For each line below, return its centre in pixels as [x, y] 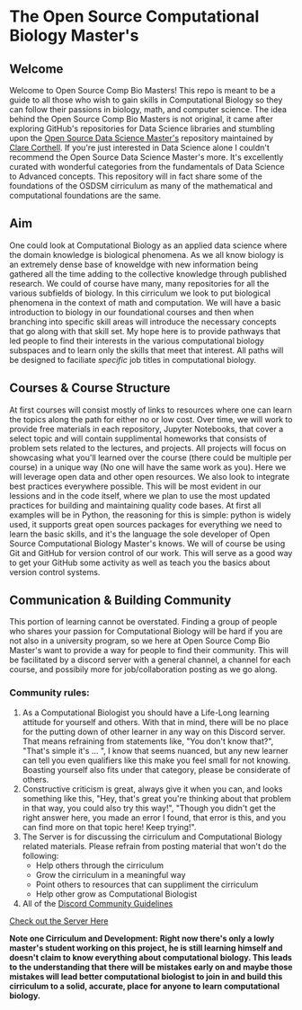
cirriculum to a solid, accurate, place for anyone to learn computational [145, 986]
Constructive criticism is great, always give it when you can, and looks [152, 789]
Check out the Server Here [59, 921]
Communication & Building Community [120, 601]
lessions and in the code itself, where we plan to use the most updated [140, 495]
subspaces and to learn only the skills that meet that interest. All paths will [147, 350]
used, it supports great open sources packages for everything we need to [146, 524]
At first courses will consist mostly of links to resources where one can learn [151, 410]
